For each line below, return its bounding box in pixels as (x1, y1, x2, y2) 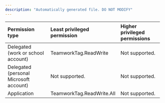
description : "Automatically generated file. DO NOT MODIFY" (5, 7, 133, 12)
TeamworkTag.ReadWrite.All (50, 90, 116, 97)
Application (7, 90, 34, 97)
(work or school (7, 50, 44, 56)
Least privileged (50, 26, 89, 32)
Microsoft (7, 76, 30, 82)
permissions (120, 35, 151, 42)
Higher (120, 23, 137, 29)
